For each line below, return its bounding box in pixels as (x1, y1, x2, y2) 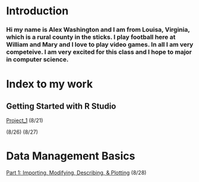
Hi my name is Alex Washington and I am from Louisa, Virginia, (6, 26, 190, 34)
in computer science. (6, 55, 69, 64)
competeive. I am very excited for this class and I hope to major (6, 48, 192, 56)
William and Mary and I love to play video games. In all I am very (6, 41, 194, 49)
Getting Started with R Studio (6, 101, 116, 111)
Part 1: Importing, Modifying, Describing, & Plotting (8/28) (6, 169, 147, 177)
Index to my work (6, 78, 93, 91)
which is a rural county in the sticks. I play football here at (6, 33, 176, 41)
